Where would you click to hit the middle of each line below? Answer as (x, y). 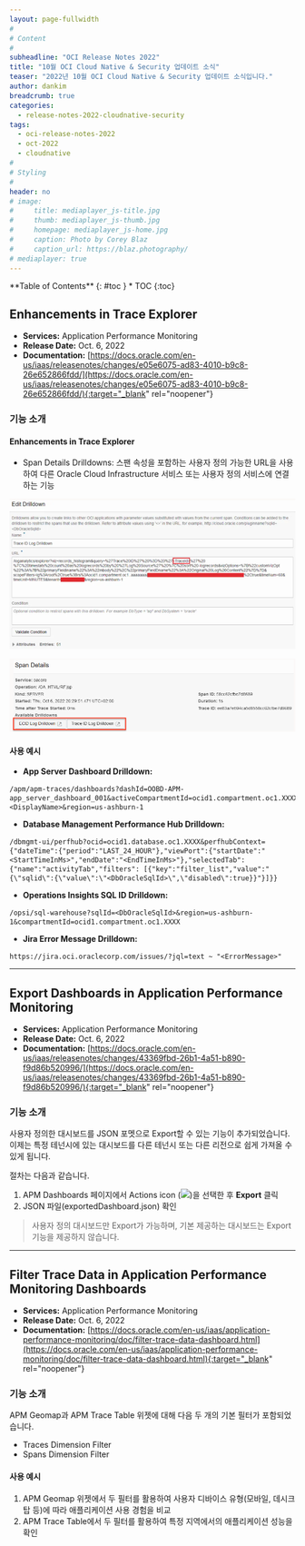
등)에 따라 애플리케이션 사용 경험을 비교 (102, 1510)
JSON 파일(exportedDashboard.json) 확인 (99, 1206)
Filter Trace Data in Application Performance (138, 1275)
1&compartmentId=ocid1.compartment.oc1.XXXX (95, 922)
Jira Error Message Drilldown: (80, 939)
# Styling (28, 173)
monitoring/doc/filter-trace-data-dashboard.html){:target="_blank (146, 1359)
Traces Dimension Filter (67, 1445)
